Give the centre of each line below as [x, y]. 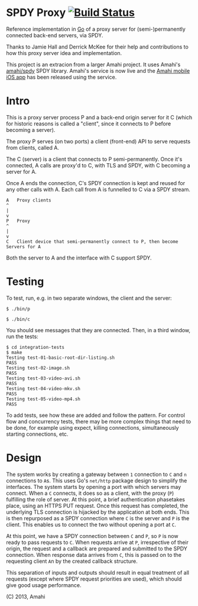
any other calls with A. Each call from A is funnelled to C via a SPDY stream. [98, 189]
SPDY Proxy [36, 13]
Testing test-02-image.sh [38, 368]
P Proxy [18, 221]
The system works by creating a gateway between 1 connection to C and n [97, 474]
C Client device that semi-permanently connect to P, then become [92, 242]
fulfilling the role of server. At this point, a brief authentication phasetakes [95, 499]
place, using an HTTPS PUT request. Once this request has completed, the [97, 505]
